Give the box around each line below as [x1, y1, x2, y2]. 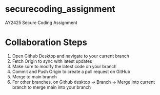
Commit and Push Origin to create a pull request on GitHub [12, 69, 131, 74]
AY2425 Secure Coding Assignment [5, 20, 78, 25]
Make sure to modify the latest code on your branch [12, 63, 117, 69]
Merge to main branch [12, 73, 57, 79]
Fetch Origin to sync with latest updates [12, 58, 92, 64]
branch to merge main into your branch [12, 84, 91, 90]
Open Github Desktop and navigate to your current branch [12, 53, 129, 59]
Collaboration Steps [5, 37, 87, 48]
